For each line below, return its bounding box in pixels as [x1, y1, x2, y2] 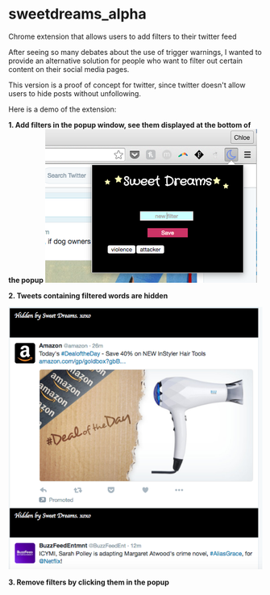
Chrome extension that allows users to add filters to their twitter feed [8, 32, 237, 41]
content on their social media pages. [8, 64, 130, 74]
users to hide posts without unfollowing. [8, 88, 141, 98]
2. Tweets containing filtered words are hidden [8, 290, 168, 300]
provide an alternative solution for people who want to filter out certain [8, 56, 243, 65]
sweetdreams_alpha [8, 5, 147, 23]
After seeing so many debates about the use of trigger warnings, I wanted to [8, 47, 262, 57]
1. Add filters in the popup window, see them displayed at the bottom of [8, 120, 251, 129]
